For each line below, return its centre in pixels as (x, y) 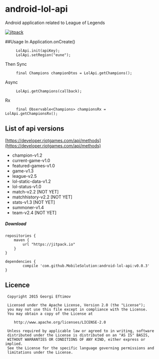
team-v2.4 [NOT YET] (34, 213)
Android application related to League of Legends (55, 23)
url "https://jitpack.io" (49, 244)
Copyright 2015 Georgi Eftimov (39, 296)
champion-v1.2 (27, 155)
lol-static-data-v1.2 (32, 181)
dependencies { (21, 261)
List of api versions (35, 129)
